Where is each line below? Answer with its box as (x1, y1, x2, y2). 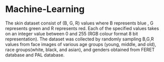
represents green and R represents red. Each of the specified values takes (5, 25, 159, 31)
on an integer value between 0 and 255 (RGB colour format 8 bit (5, 30, 138, 36)
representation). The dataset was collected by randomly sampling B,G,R (5, 36, 154, 42)
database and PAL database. (5, 51, 65, 58)
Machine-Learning (5, 3, 85, 15)
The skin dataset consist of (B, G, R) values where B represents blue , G (5, 20, 153, 26)
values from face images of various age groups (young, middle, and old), (5, 41, 156, 47)
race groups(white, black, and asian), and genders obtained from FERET (5, 46, 155, 52)
